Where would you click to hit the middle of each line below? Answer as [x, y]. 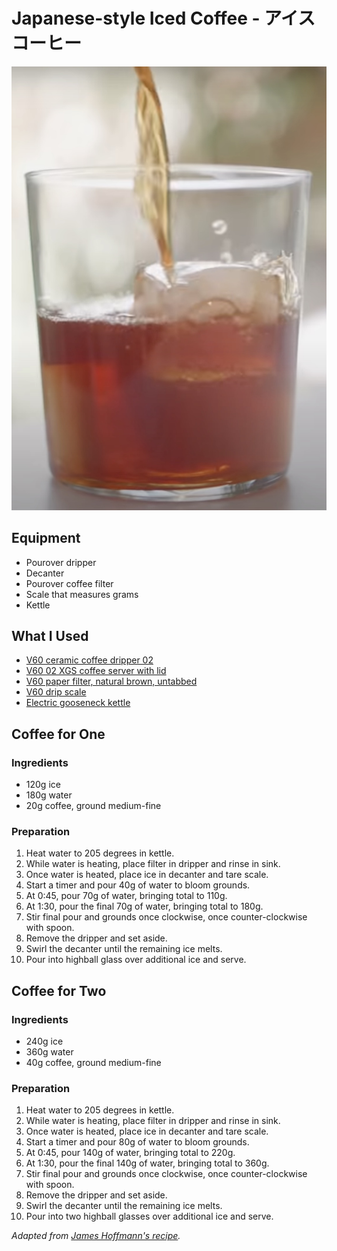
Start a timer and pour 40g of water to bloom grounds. [138, 885]
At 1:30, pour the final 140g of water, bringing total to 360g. [147, 1163]
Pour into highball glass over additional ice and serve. [136, 960]
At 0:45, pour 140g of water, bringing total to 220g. [130, 1153]
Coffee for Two [59, 990]
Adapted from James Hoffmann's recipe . [96, 1236]
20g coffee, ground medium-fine [93, 806]
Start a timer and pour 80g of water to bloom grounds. [137, 1142]
